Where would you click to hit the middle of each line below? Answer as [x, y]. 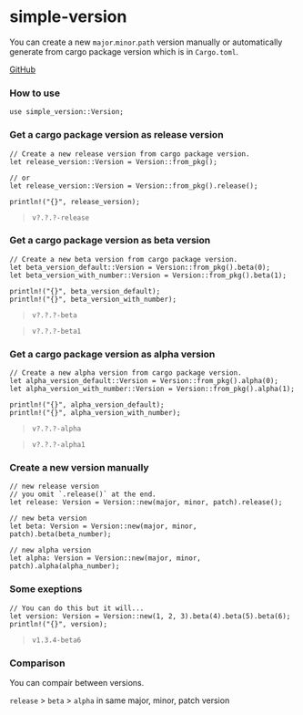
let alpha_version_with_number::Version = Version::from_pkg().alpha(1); [152, 389]
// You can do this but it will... [77, 608]
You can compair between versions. [77, 683]
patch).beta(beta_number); [61, 534]
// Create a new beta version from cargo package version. [124, 259]
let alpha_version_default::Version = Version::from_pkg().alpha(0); [144, 381]
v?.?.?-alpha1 [58, 445]
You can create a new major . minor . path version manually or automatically [146, 42]
